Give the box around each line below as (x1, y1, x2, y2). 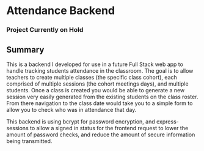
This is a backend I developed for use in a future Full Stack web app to (6, 61, 183, 68)
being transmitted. (6, 137, 53, 144)
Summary (6, 44, 45, 55)
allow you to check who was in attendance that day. (6, 106, 137, 113)
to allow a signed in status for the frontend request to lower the (29, 124, 189, 131)
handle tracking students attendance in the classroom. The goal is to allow (6, 67, 194, 74)
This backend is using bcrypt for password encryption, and (6, 117, 156, 125)
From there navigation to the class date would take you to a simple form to (6, 99, 193, 107)
